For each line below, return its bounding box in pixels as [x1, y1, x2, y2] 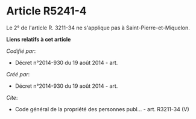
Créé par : [6, 70, 30, 78]
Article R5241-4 [6, 4, 87, 18]
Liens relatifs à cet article [6, 35, 71, 43]
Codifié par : [6, 47, 36, 55]
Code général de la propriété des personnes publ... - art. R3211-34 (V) [14, 105, 190, 112]
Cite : [6, 94, 18, 101]
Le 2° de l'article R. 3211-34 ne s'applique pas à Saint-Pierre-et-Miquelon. [6, 24, 190, 31]
